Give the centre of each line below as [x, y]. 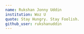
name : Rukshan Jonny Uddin [33, 10]
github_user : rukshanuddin [33, 24]
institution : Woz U [26, 14]
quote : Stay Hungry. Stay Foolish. [43, 19]
